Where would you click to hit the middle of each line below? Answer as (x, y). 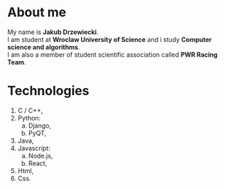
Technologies (49, 91)
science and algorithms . (44, 47)
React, (38, 163)
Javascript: (34, 148)
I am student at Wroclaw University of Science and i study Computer (110, 39)
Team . (17, 62)
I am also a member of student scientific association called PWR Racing (112, 55)
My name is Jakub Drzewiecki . (53, 32)
